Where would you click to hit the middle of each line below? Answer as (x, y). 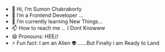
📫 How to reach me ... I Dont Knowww (58, 28)
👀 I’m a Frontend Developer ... (47, 15)
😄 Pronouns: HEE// (35, 36)
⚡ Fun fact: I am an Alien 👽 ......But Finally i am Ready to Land (85, 43)
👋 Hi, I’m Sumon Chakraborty (47, 9)
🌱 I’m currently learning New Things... (57, 21)
